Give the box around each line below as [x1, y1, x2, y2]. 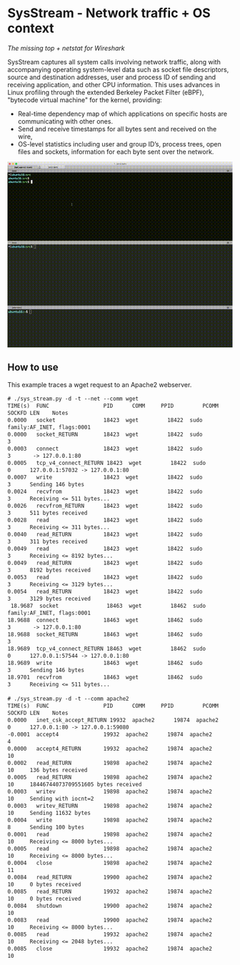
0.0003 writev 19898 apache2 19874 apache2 [7, 788, 213, 795]
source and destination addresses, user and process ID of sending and [7, 73, 216, 81]
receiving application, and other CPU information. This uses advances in [7, 80, 220, 89]
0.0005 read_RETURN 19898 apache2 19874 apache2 [7, 774, 213, 781]
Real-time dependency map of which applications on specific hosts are [17, 109, 227, 118]
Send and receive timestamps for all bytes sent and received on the [17, 124, 217, 133]
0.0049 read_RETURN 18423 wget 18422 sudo [7, 559, 203, 566]
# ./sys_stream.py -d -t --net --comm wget [7, 395, 139, 402]
